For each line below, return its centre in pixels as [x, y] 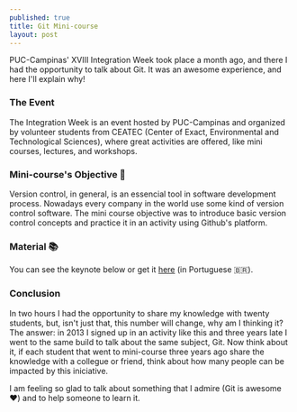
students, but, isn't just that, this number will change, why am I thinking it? [146, 323]
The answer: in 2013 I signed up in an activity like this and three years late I [148, 332]
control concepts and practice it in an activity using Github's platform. [139, 223]
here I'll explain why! [47, 79]
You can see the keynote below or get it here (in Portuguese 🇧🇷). [131, 270]
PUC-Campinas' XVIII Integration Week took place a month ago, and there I [148, 60]
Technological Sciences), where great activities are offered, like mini [136, 142]
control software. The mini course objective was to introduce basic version [148, 213]
